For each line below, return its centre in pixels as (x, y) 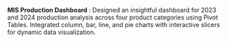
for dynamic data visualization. (51, 32)
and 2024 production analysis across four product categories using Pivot (113, 17)
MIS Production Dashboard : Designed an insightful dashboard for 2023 (112, 10)
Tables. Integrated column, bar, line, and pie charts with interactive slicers (114, 25)
